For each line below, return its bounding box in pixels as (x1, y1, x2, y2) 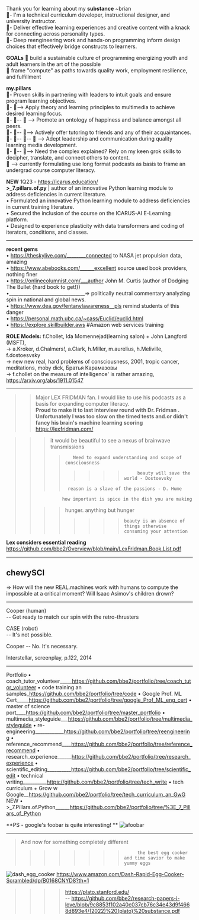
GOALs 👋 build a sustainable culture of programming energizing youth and (6, 55, 188, 61)
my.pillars (6, 85, 31, 91)
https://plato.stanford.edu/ (65, 888, 129, 895)
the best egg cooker (137, 849, 188, 856)
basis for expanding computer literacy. (35, 400, 130, 407)
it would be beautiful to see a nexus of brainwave (50, 437, 171, 444)
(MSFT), (6, 339, 27, 346)
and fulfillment (6, 74, 41, 80)
